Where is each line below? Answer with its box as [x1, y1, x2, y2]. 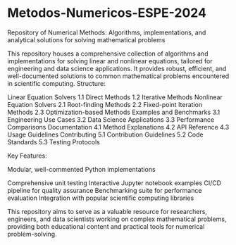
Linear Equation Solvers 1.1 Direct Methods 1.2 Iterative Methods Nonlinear [7, 93, 223, 101]
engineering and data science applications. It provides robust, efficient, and [7, 64, 227, 73]
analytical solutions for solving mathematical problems [7, 35, 166, 44]
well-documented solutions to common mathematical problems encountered [7, 72, 230, 80]
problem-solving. [7, 230, 58, 238]
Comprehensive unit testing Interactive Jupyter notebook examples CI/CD [7, 178, 222, 187]
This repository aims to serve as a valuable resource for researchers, [7, 207, 208, 215]
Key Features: [7, 151, 47, 160]
